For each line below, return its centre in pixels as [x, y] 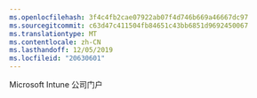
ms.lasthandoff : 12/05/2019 [61, 50]
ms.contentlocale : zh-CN [55, 42]
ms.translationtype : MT [53, 34]
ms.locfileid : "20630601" [57, 58]
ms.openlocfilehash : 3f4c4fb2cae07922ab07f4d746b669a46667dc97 [129, 17]
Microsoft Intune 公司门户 [56, 84]
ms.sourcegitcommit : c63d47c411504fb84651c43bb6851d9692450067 [129, 26]
